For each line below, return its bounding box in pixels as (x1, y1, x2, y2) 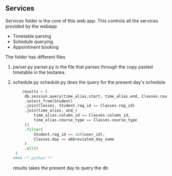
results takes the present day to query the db (12, 165, 108, 171)
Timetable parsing (12, 33, 51, 39)
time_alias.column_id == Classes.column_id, (33, 113, 130, 118)
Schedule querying (12, 38, 53, 45)
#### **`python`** (12, 156, 52, 161)
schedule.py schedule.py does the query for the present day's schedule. (12, 79, 167, 85)
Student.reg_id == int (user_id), (33, 131, 105, 137)
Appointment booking (12, 43, 59, 50)
